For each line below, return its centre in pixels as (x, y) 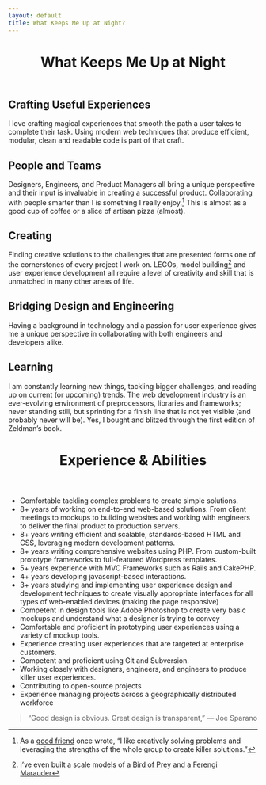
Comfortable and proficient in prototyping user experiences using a (129, 627)
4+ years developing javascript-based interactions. (103, 576)
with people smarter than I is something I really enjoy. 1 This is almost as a (127, 201)
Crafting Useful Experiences (80, 104)
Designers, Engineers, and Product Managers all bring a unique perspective (132, 184)
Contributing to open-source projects (80, 685)
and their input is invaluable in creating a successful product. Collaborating (131, 192)
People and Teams (55, 165)
